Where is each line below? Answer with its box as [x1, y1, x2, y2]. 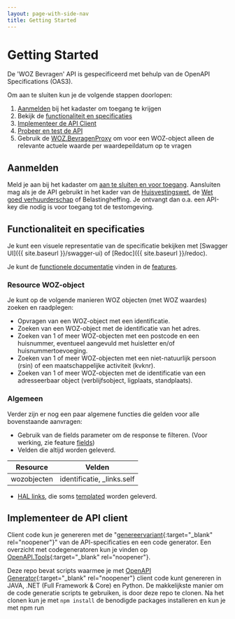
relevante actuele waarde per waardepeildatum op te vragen [17, 141, 192, 150]
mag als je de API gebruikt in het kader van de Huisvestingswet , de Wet [7, 188, 213, 197]
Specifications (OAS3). [7, 78, 73, 86]
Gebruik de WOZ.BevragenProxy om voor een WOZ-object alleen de [17, 134, 215, 143]
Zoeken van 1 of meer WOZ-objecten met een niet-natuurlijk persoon [17, 354, 217, 362]
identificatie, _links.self [59, 474, 135, 483]
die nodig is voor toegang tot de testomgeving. [19, 203, 154, 211]
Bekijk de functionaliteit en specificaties [17, 112, 133, 120]
